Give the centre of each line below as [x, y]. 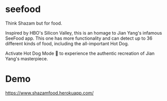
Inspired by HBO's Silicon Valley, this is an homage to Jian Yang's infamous [84, 33]
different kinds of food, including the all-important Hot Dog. [67, 43]
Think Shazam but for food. [34, 23]
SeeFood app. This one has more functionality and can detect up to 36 [79, 38]
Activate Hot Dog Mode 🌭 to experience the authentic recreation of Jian [80, 53]
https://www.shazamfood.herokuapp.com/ [50, 93]
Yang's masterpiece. [27, 58]
